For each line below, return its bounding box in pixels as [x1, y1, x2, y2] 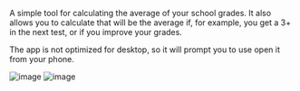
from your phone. [9, 54, 75, 64]
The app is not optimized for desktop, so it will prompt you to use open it [9, 44, 281, 55]
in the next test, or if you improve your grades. [9, 27, 183, 37]
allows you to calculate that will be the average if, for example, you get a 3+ [9, 17, 292, 28]
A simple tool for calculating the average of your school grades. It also [9, 8, 272, 18]
